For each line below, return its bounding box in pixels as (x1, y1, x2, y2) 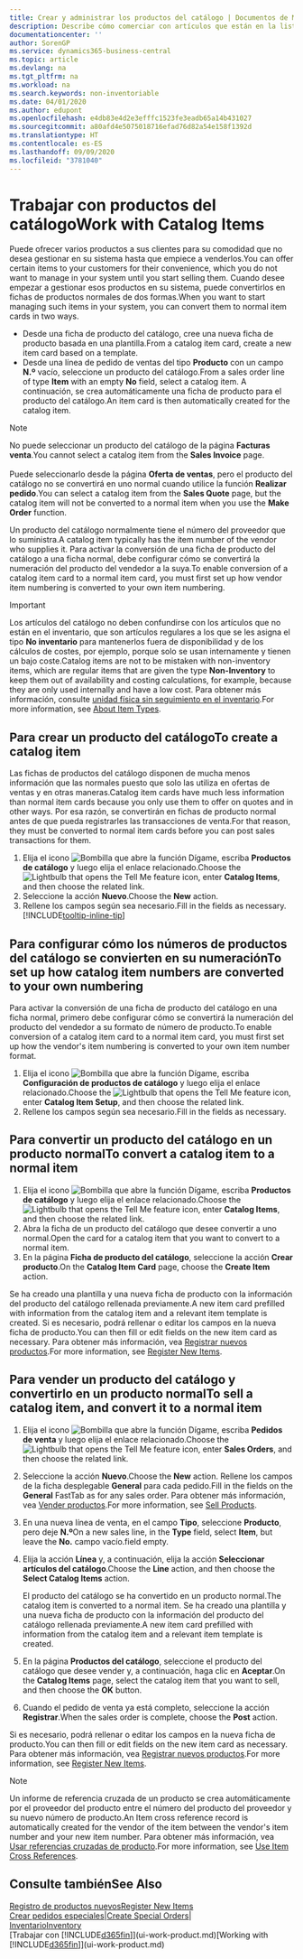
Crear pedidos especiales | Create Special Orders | (9, 1910, 192, 1921)
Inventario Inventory (9, 1919, 82, 1930)
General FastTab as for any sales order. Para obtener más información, (22, 1490, 286, 1500)
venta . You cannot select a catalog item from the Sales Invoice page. (9, 450, 265, 460)
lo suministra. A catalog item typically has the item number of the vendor (9, 534, 277, 545)
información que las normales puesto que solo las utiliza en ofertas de (9, 777, 271, 788)
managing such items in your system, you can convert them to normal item (9, 302, 287, 312)
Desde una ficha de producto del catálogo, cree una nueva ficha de (22, 329, 273, 339)
